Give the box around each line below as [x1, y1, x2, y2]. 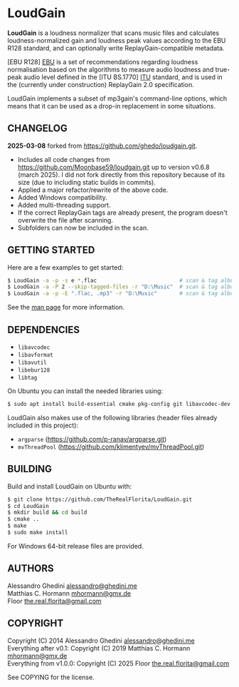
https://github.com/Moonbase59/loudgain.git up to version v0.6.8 [17, 163, 210, 171]
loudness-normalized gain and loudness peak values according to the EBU [7, 36, 226, 44]
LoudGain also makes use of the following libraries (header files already [7, 413, 218, 422]
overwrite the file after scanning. [17, 215, 114, 224]
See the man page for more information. [7, 303, 125, 312]
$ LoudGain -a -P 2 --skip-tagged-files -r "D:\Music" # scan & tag [7, 283, 218, 290]
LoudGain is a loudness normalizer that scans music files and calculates [7, 29, 219, 37]
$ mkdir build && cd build [7, 509, 87, 516]
